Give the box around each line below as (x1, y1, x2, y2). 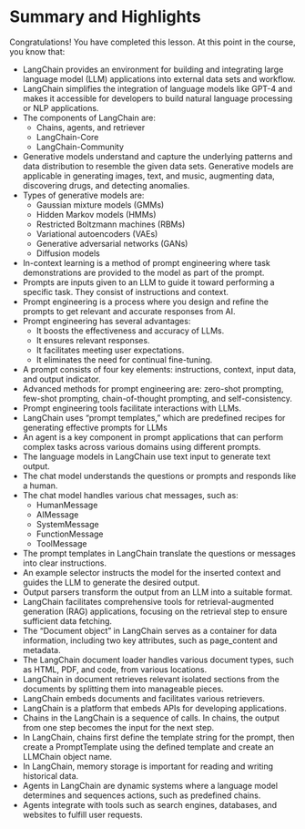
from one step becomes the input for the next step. (22, 722, 215, 732)
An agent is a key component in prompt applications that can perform (22, 431, 284, 443)
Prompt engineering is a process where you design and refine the (22, 296, 269, 307)
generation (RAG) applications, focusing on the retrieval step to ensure (22, 606, 288, 617)
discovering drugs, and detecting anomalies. (22, 179, 190, 190)
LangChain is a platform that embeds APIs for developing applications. (22, 702, 287, 713)
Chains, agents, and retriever (36, 121, 146, 133)
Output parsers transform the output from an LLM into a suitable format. (22, 586, 293, 598)
